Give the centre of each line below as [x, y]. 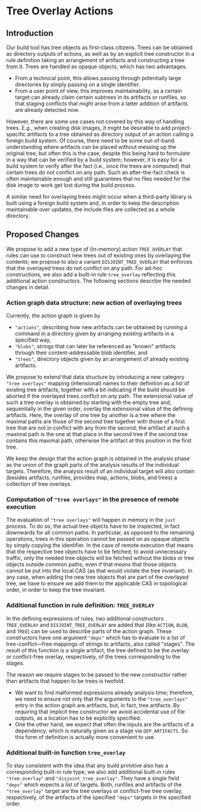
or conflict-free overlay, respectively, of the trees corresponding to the [93, 656]
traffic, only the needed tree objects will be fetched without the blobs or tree [100, 558]
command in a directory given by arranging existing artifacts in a [95, 334]
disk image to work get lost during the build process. [71, 185]
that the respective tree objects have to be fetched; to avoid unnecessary [97, 552]
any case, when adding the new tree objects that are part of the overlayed [98, 577]
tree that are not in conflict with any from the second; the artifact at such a [98, 428]
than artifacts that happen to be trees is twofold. [66, 681]
